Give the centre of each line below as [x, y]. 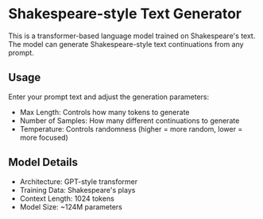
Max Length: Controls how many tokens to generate [104, 112]
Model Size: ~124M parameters [71, 206]
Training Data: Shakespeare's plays [77, 190]
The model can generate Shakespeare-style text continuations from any [126, 44]
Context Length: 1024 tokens [67, 198]
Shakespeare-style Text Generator [125, 14]
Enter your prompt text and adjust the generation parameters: [108, 97]
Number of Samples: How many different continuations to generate [130, 121]
